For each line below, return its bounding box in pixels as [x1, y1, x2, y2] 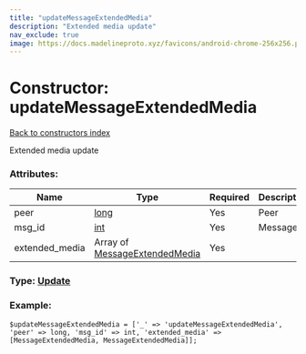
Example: [9, 299, 52, 312]
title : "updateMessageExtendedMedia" [9, 13, 153, 23]
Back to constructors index [9, 127, 111, 138]
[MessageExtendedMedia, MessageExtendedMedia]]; [9, 336, 198, 345]
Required [209, 191, 250, 204]
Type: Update [9, 275, 71, 288]
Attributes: [9, 167, 59, 180]
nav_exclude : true [9, 30, 79, 39]
